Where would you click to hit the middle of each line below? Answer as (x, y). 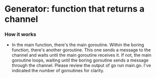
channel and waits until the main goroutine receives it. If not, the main (81, 55)
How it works (20, 34)
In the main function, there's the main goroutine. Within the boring (78, 45)
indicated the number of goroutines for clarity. (58, 71)
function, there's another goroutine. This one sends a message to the (81, 50)
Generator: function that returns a (75, 9)
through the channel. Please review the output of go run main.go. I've (81, 65)
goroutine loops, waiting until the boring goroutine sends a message (80, 60)
